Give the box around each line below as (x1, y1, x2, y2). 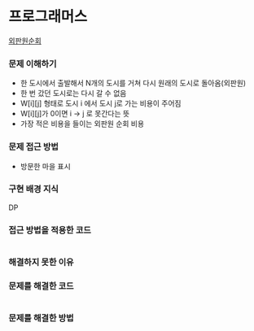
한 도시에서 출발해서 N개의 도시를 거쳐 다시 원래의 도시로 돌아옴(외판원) (20, 78, 247, 88)
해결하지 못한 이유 (8, 257, 75, 268)
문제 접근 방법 (8, 142, 59, 153)
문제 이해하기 (8, 58, 57, 69)
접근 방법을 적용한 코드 (8, 224, 92, 236)
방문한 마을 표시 (20, 161, 71, 171)
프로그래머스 (8, 7, 88, 26)
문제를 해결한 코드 (8, 280, 75, 291)
